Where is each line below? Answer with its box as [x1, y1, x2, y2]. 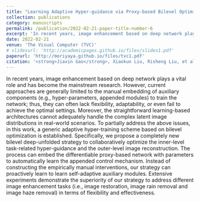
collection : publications [6, 14, 70, 20]
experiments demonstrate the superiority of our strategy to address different [6, 176, 194, 184]
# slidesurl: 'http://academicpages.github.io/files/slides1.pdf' [6, 48, 174, 54]
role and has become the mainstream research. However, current [6, 81, 166, 88]
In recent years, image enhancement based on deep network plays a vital [6, 75, 186, 82]
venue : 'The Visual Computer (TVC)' [6, 42, 97, 48]
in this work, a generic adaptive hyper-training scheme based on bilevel [6, 126, 182, 133]
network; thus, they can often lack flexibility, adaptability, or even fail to [6, 100, 181, 107]
